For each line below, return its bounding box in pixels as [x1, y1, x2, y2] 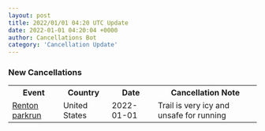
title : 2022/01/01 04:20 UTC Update [8, 19, 129, 27]
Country [67, 88, 100, 99]
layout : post [8, 11, 51, 20]
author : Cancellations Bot [8, 33, 97, 42]
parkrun [12, 110, 42, 121]
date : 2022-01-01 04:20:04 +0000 [8, 26, 118, 34]
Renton [12, 100, 39, 111]
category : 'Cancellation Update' [8, 41, 118, 49]
